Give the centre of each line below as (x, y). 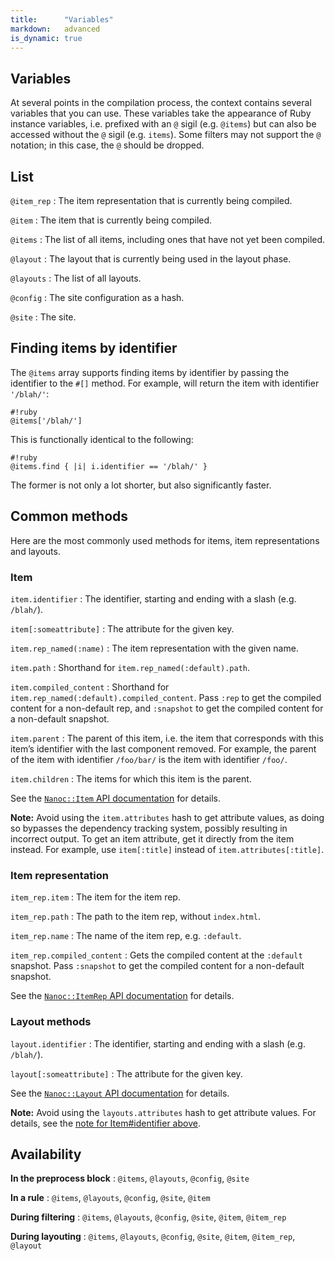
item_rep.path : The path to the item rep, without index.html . (135, 917)
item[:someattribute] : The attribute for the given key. (122, 628)
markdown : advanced (55, 29)
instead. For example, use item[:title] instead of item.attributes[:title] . (167, 849)
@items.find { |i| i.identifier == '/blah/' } (109, 466)
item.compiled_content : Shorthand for (90, 687)
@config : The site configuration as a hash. (97, 297)
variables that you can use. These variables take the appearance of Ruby (161, 113)
